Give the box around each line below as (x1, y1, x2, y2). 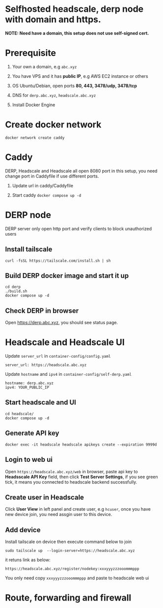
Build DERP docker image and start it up (5, 272, 129, 280)
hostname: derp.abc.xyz (5, 381, 54, 386)
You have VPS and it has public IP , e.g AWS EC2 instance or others (12, 73, 148, 79)
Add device (5, 525, 41, 534)
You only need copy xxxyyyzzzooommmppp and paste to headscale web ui (5, 575, 149, 581)
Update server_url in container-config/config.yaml (5, 353, 111, 359)
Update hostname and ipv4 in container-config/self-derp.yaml (5, 371, 132, 377)
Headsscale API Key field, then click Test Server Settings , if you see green (5, 474, 158, 480)
